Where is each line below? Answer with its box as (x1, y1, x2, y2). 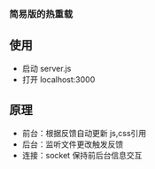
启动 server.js (21, 63, 72, 73)
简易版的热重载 (9, 7, 74, 19)
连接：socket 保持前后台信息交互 (21, 150, 143, 160)
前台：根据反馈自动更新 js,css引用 (21, 127, 147, 138)
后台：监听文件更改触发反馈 (21, 139, 124, 150)
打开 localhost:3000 (21, 73, 96, 85)
